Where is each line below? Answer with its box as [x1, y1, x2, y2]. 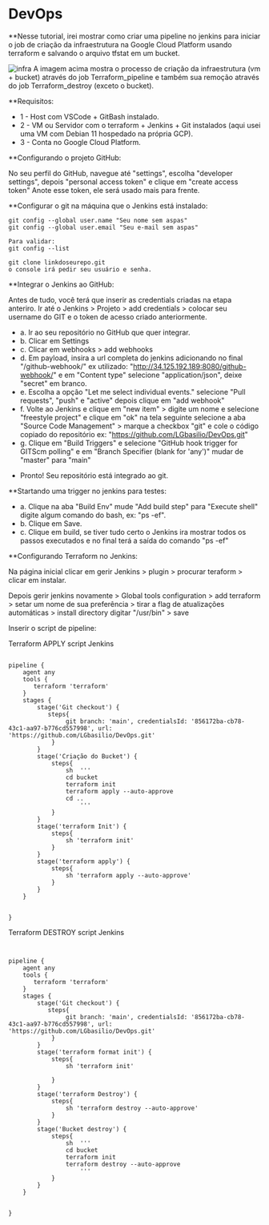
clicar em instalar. [8, 575, 66, 584]
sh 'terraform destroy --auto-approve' [65, 1104, 199, 1112]
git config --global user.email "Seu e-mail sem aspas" [8, 223, 199, 231]
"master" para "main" [19, 455, 91, 464]
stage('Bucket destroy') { [37, 1125, 127, 1133]
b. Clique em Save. [19, 518, 82, 528]
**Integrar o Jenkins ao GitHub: [8, 279, 114, 289]
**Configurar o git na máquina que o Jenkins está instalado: [8, 201, 208, 211]
